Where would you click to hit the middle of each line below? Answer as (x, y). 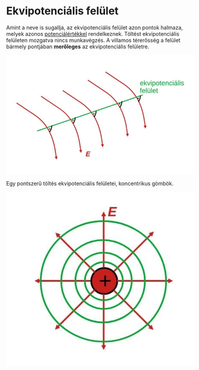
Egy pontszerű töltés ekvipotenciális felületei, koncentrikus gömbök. (90, 183)
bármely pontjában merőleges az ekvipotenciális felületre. (78, 47)
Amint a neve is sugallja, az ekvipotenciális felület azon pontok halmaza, (95, 27)
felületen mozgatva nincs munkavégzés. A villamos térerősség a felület (93, 40)
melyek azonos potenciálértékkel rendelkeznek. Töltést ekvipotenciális (93, 33)
